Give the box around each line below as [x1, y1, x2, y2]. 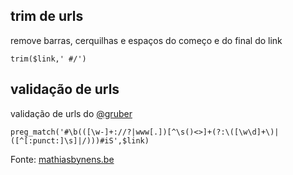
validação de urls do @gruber [10, 107, 133, 119]
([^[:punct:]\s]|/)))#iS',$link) [10, 135, 150, 146]
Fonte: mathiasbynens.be [10, 153, 115, 165]
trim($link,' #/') [10, 54, 87, 64]
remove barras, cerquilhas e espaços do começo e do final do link [10, 34, 283, 46]
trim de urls [10, 8, 84, 25]
